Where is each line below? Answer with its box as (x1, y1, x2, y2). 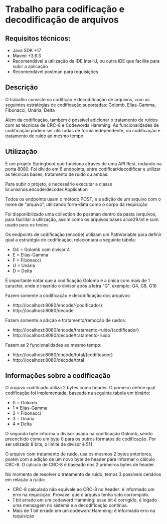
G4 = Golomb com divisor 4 (12, 246, 70, 252)
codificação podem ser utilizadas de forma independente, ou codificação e (5, 127, 160, 133)
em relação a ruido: (5, 477, 45, 483)
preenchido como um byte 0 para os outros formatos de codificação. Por (5, 436, 156, 442)
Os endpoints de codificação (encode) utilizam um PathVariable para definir (5, 231, 162, 237)
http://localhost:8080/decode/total (12, 357, 84, 363)
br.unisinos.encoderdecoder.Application (5, 186, 88, 192)
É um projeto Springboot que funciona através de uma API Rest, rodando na (5, 160, 162, 166)
